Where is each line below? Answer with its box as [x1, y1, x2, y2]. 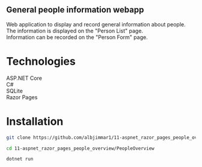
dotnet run [6, 156, 34, 162]
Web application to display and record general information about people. [6, 20, 186, 28]
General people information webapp [6, 5, 144, 15]
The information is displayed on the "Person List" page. [6, 27, 143, 34]
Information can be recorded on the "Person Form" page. [6, 33, 148, 41]
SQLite [6, 87, 23, 94]
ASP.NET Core [6, 74, 42, 82]
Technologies [6, 55, 76, 68]
